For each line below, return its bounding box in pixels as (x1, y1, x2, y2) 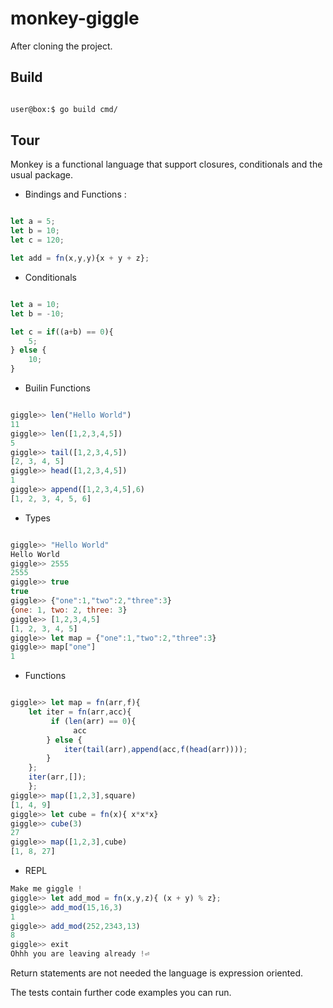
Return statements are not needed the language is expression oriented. (10, 967, 304, 979)
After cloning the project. (10, 40, 113, 52)
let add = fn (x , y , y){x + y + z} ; (10, 253, 150, 264)
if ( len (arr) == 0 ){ (50, 716, 137, 726)
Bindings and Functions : (24, 188, 127, 201)
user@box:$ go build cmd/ (10, 104, 118, 114)
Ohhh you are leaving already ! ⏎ (10, 949, 150, 959)
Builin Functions (24, 382, 91, 394)
